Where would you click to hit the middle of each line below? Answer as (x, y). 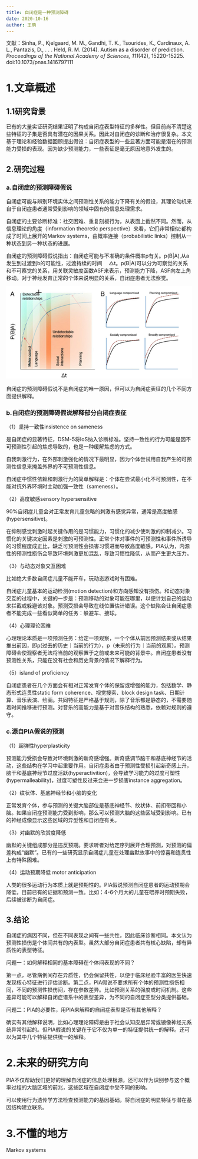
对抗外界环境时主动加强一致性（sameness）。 (66, 487)
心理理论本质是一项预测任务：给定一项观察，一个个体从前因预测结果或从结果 (99, 638)
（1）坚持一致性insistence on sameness (55, 427)
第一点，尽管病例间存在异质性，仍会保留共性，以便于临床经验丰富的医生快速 (99, 975)
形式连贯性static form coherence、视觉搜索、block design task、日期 (95, 693)
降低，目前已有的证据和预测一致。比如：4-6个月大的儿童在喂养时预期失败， (98, 892)
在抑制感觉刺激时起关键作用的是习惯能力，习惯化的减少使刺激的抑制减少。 (96, 531)
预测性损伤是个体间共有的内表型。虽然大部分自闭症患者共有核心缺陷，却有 (96, 942)
